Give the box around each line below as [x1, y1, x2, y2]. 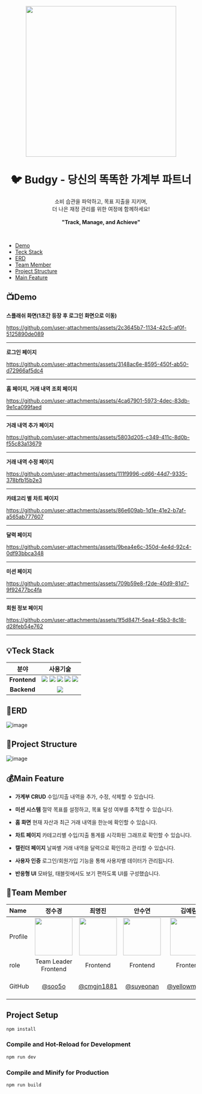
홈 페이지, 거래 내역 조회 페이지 [6, 385, 78, 392]
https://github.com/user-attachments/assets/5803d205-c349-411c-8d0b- [6, 433, 191, 441]
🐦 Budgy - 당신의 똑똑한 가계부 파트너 [10, 173, 192, 187]
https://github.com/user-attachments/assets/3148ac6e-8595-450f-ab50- [6, 360, 189, 368]
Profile [9, 932, 28, 940]
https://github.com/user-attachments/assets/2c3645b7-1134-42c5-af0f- [6, 324, 187, 331]
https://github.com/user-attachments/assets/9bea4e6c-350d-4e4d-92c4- [6, 543, 192, 550]
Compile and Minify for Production [6, 1068, 109, 1077]
